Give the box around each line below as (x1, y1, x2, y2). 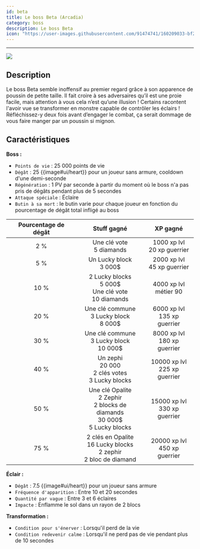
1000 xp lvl (152, 238, 185, 246)
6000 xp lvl (152, 304, 185, 313)
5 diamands (93, 245, 127, 254)
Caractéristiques (6, 135, 70, 145)
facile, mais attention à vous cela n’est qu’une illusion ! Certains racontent (6, 98, 186, 105)
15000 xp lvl (151, 397, 187, 405)
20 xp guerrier (148, 245, 189, 254)
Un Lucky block (88, 255, 132, 263)
